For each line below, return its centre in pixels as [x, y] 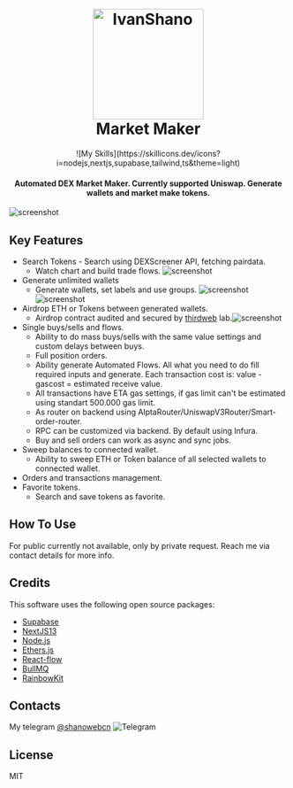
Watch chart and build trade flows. [98, 270]
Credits [30, 583]
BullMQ [35, 668]
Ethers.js [38, 650]
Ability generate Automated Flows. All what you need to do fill [147, 365]
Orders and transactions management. [92, 477]
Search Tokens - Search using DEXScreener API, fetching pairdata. [144, 261]
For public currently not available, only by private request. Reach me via [140, 545]
